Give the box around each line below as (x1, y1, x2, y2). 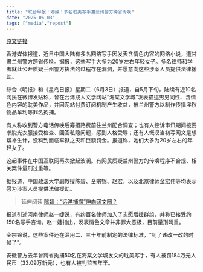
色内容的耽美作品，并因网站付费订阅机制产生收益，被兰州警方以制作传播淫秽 (6, 101, 197, 108)
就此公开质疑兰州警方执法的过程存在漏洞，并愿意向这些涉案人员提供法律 (11, 65, 192, 73)
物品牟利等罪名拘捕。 (6, 108, 59, 116)
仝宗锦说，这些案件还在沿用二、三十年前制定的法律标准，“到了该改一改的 (6, 231, 189, 239)
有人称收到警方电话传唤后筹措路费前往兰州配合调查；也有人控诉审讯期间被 (6, 122, 192, 129)
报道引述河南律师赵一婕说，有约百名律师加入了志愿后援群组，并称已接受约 (6, 211, 192, 218)
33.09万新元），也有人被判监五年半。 (22, 259, 114, 267)
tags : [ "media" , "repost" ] (6, 20, 71, 26)
